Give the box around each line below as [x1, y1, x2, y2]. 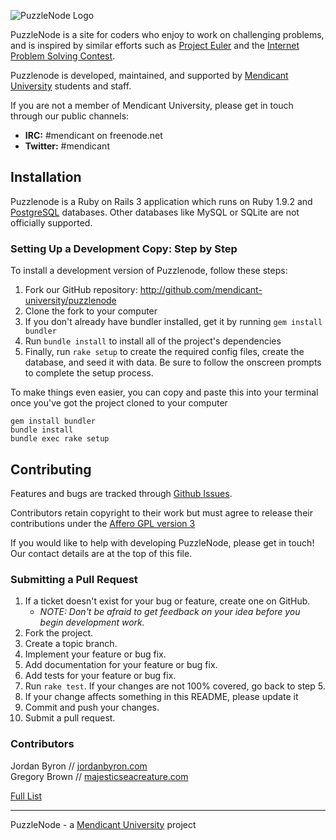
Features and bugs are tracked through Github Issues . [10, 487, 233, 499]
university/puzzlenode [24, 295, 117, 307]
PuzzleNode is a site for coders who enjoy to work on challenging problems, [10, 29, 325, 40]
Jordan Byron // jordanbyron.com [10, 760, 148, 772]
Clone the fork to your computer [24, 305, 158, 317]
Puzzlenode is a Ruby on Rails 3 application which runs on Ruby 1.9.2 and [10, 195, 313, 207]
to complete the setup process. [24, 367, 154, 379]
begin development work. [39, 616, 145, 629]
